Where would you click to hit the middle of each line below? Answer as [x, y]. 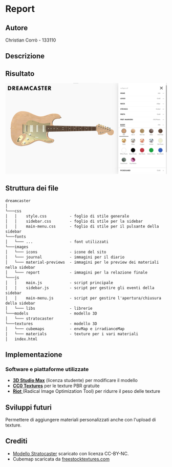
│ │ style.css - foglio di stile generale [67, 216]
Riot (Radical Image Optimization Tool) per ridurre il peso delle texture [86, 391]
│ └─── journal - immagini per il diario [65, 257]
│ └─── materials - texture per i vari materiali [72, 334]
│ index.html [21, 339]
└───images [17, 247]
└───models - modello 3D [51, 313]
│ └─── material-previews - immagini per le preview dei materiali [82, 262]
